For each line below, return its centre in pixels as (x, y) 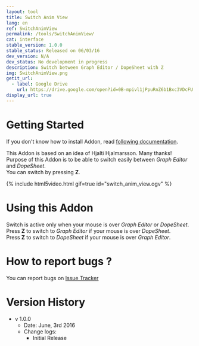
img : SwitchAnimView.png (37, 73)
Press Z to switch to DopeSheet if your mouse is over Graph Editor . (88, 237)
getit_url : (20, 78)
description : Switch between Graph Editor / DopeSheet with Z (85, 67)
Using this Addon (50, 208)
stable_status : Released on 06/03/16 (53, 51)
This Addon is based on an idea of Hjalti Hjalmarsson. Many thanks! (89, 153)
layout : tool (22, 12)
